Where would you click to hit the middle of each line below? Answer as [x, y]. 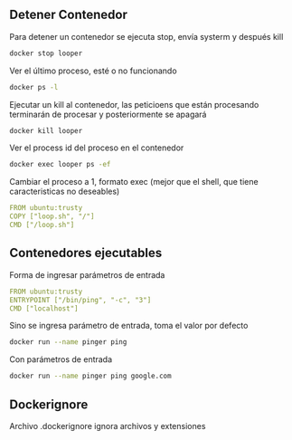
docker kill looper [46, 130]
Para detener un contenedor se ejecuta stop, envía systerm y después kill [146, 36]
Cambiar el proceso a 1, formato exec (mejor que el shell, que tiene [134, 182]
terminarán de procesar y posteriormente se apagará [108, 114]
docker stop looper [46, 53]
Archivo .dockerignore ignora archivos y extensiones [108, 426]
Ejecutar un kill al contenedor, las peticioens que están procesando [134, 104]
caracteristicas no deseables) [65, 191]
